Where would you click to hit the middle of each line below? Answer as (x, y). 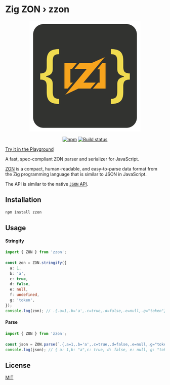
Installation (23, 200)
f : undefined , (25, 295)
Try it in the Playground (30, 149)
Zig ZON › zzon (37, 9)
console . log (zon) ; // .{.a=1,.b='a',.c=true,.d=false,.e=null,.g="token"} (86, 311)
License (18, 365)
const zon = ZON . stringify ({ (36, 263)
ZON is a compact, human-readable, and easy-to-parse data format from (81, 168)
